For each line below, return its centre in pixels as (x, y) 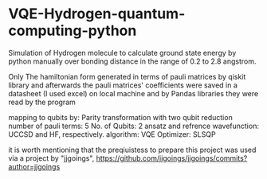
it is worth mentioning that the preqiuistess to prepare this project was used (132, 150)
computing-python (73, 31)
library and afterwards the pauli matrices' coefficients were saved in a (123, 85)
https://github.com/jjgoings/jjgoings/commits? (172, 158)
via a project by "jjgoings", (51, 158)
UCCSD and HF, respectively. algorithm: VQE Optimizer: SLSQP (112, 134)
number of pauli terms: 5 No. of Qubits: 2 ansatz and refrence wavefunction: (133, 126)
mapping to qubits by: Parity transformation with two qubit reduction (120, 117)
